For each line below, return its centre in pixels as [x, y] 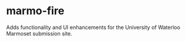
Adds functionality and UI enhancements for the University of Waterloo [93, 27]
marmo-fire [35, 11]
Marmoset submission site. [39, 33]
